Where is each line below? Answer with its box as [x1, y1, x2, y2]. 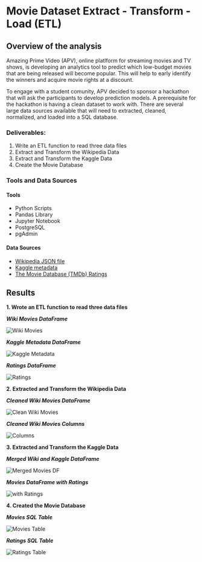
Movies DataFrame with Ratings [6, 479, 89, 486]
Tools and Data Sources [6, 176, 77, 185]
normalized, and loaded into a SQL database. [6, 113, 118, 120]
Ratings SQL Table [6, 537, 54, 545]
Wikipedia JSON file [14, 257, 65, 264]
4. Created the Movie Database [6, 502, 86, 510]
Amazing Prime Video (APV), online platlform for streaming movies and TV [6, 57, 191, 64]
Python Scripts [14, 205, 52, 212]
